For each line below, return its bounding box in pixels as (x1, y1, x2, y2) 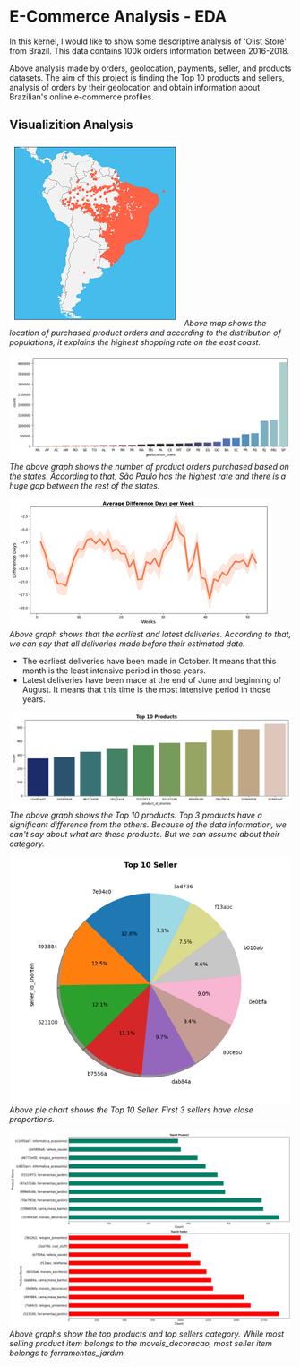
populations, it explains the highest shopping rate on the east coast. (9, 336, 261, 347)
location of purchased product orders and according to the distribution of (9, 327, 282, 338)
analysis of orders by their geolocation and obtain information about (9, 82, 261, 92)
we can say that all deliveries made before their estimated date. (9, 638, 246, 649)
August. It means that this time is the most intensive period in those (21, 684, 271, 695)
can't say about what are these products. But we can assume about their (9, 828, 280, 839)
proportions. (9, 1113, 56, 1124)
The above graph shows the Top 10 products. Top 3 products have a (9, 809, 262, 820)
